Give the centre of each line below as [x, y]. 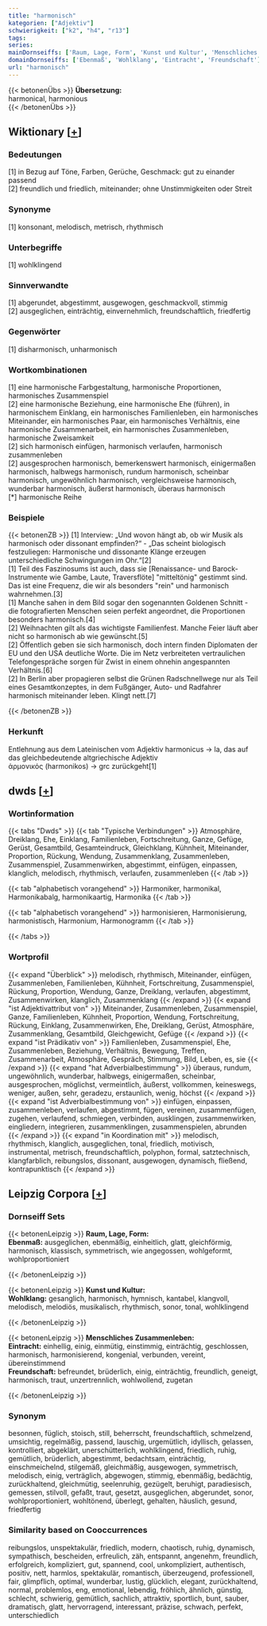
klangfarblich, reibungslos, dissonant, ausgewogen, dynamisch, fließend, [128, 1160]
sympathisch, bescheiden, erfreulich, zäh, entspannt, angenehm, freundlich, [133, 1556]
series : [21, 45]
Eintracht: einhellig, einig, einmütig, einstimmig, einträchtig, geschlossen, [128, 1347]
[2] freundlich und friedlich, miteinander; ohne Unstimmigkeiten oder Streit [130, 189]
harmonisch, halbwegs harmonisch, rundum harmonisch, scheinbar [119, 471]
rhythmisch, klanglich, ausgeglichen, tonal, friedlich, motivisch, [111, 1144]
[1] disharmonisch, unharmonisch [63, 349]
